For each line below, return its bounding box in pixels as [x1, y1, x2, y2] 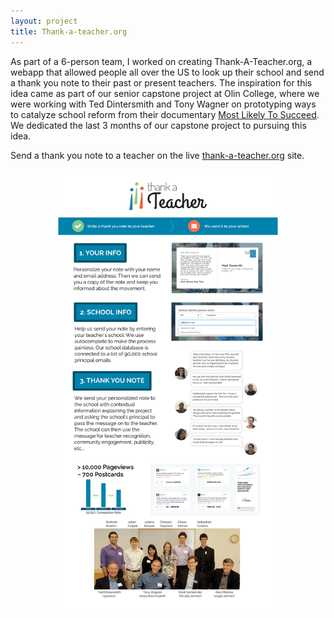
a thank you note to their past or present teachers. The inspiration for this [10, 76, 313, 89]
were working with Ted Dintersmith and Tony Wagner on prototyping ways [10, 98, 317, 110]
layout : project [10, 16, 78, 26]
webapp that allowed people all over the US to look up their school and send [10, 66, 325, 78]
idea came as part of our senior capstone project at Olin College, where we [10, 87, 320, 99]
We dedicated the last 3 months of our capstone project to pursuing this [10, 119, 307, 131]
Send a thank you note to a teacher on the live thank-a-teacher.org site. [10, 149, 305, 161]
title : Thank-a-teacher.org [10, 26, 128, 37]
